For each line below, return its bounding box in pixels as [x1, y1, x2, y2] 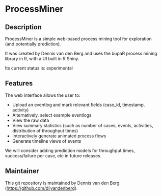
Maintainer [5, 167, 39, 175]
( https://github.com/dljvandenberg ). [5, 185, 78, 191]
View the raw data [12, 117, 49, 123]
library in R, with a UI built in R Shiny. [5, 56, 80, 62]
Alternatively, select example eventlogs [12, 112, 92, 118]
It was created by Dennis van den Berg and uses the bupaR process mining [5, 50, 157, 56]
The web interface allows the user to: [5, 92, 81, 98]
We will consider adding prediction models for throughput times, [5, 148, 135, 153]
